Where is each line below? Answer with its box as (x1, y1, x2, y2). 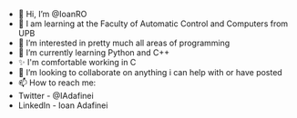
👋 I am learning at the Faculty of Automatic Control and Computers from (17, 18, 289, 29)
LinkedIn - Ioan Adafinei (17, 100, 108, 111)
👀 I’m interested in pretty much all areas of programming (17, 37, 230, 48)
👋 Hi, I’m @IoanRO (17, 9, 87, 19)
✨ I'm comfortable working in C (17, 57, 137, 67)
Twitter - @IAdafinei (17, 91, 94, 101)
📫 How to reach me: (17, 77, 97, 88)
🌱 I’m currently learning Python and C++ (17, 47, 170, 58)
